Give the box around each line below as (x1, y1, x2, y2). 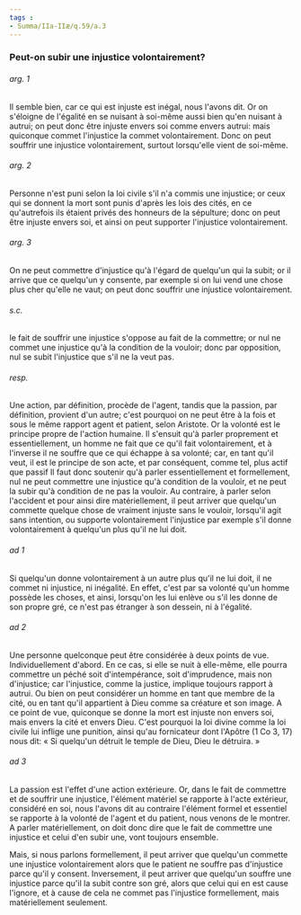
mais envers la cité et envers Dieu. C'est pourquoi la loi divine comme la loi (9, 716, 287, 727)
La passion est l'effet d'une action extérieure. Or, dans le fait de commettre (9, 784, 287, 795)
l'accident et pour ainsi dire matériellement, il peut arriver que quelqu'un (9, 495, 277, 506)
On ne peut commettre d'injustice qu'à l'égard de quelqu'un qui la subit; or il (9, 265, 291, 276)
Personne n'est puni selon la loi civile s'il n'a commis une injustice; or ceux (9, 188, 286, 199)
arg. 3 (9, 237, 31, 248)
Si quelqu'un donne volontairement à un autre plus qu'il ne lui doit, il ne (9, 573, 272, 583)
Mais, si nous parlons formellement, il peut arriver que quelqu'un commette (9, 849, 288, 860)
